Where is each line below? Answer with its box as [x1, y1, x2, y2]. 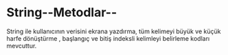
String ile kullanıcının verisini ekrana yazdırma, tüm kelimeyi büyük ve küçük [6, 27, 221, 35]
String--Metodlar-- [6, 5, 117, 20]
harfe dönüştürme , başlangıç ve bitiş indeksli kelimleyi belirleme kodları [6, 34, 210, 42]
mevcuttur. [6, 41, 37, 50]
